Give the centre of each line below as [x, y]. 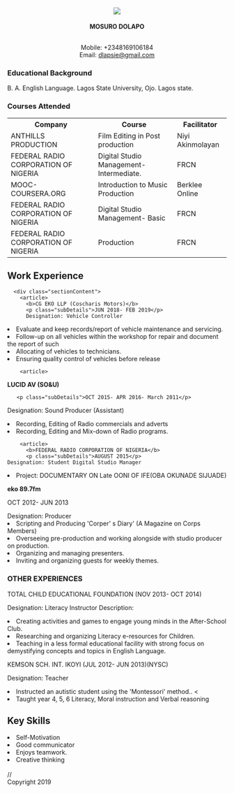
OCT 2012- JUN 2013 [38, 502]
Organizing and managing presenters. [70, 553]
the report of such [33, 344]
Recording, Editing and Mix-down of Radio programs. [92, 431]
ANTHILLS [28, 136]
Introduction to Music [133, 184]
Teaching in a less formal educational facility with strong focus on [110, 643]
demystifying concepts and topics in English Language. [87, 650]
